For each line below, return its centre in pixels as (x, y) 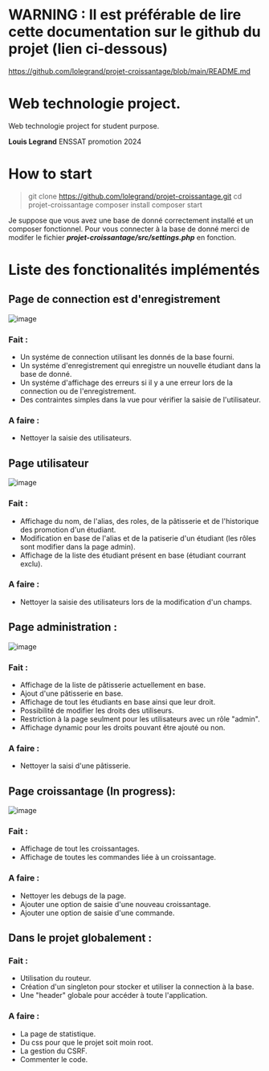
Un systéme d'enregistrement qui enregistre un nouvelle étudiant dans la (140, 366)
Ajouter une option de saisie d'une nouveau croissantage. (115, 904)
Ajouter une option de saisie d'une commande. (97, 913)
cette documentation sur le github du (134, 32)
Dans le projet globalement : (80, 938)
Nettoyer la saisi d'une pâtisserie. (75, 766)
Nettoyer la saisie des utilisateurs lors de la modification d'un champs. (136, 602)
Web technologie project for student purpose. (84, 125)
